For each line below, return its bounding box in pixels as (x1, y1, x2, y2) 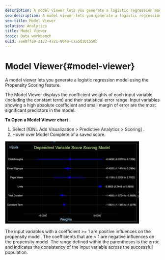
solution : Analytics (5, 24, 48, 28)
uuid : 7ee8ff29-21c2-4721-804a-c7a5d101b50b (5, 39, 98, 44)
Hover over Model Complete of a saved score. (12, 131, 106, 137)
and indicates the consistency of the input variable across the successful (5, 244, 153, 250)
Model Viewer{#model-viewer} (5, 61, 135, 72)
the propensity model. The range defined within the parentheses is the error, (5, 238, 160, 245)
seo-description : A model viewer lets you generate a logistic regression (5, 13, 162, 18)
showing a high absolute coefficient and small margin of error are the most (5, 102, 156, 108)
